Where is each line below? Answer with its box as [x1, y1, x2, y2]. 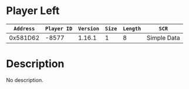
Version [78, 25, 100, 32]
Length [123, 25, 141, 32]
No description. [6, 76, 44, 83]
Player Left [6, 4, 60, 18]
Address [14, 25, 35, 32]
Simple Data [146, 33, 180, 42]
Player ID [45, 25, 73, 32]
